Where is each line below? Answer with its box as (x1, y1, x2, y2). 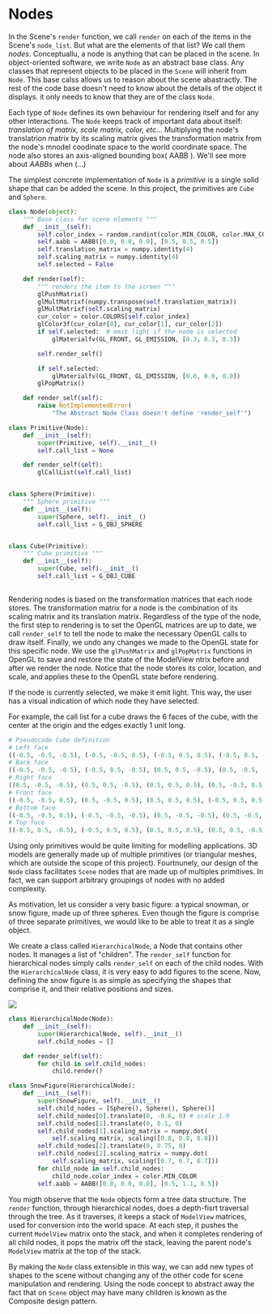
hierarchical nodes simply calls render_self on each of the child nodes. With (8, 959, 264, 968)
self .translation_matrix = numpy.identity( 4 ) (37, 245, 194, 253)
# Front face (8, 789, 53, 797)
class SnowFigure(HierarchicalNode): (8, 1082, 136, 1090)
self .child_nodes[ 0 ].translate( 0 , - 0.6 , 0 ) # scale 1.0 (37, 1112, 230, 1120)
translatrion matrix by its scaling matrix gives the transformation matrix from (8, 133, 261, 142)
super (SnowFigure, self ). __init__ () (37, 1097, 161, 1105)
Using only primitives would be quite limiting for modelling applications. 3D (8, 841, 257, 851)
